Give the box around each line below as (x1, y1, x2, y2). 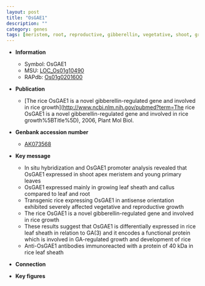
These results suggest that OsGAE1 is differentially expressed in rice (24, 223, 196, 230)
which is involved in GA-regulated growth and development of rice (24, 236, 191, 243)
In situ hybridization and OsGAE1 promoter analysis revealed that (24, 164, 187, 171)
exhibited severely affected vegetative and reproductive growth (24, 203, 184, 211)
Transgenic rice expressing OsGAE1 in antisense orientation (24, 197, 174, 204)
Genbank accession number (15, 129, 88, 136)
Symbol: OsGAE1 (24, 61, 67, 68)
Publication (15, 85, 45, 92)
